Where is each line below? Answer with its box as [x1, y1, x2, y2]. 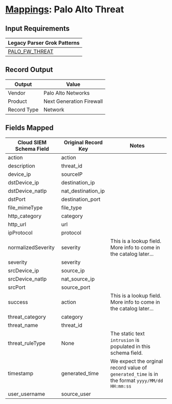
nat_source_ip [61, 275, 95, 282]
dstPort [8, 195, 26, 203]
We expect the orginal [110, 357, 163, 364]
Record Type [8, 106, 39, 113]
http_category [8, 212, 42, 219]
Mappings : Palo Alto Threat [5, 4, 124, 15]
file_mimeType [8, 204, 43, 211]
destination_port [61, 195, 101, 203]
